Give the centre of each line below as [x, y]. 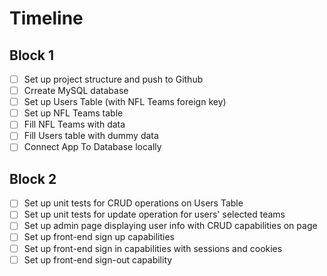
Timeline [46, 18]
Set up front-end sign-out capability [98, 259]
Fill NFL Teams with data [74, 124]
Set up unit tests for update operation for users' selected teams [154, 214]
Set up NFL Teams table [73, 113]
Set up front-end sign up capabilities [99, 237]
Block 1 [32, 55]
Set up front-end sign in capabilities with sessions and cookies [153, 248]
